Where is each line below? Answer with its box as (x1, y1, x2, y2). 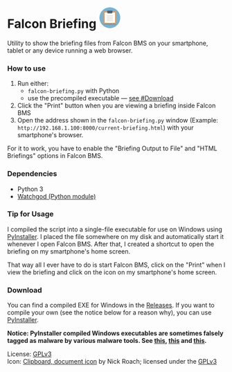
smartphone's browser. (17, 131, 84, 139)
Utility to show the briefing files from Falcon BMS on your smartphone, (7, 39, 208, 47)
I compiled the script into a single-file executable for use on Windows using (7, 225, 223, 233)
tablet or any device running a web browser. (7, 46, 133, 55)
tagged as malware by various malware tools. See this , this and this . (7, 337, 207, 345)
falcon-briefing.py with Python (27, 87, 120, 95)
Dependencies (7, 169, 57, 179)
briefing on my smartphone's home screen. (7, 247, 131, 256)
